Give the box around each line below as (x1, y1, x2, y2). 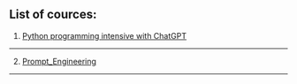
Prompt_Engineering (21, 56, 97, 66)
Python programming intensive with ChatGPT (21, 30, 187, 41)
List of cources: (9, 7, 97, 22)
